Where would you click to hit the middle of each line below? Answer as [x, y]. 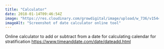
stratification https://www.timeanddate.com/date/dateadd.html [68, 42]
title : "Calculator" [26, 9]
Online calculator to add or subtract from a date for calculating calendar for [81, 37]
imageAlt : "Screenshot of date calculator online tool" [63, 23]
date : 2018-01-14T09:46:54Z [34, 14]
